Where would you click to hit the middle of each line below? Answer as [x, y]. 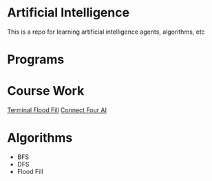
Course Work [46, 91]
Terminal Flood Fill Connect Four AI [57, 110]
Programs [36, 60]
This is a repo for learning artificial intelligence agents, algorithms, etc [106, 32]
